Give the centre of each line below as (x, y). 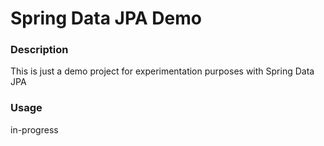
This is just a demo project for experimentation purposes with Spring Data (162, 71)
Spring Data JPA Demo (106, 18)
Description (39, 50)
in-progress (34, 129)
